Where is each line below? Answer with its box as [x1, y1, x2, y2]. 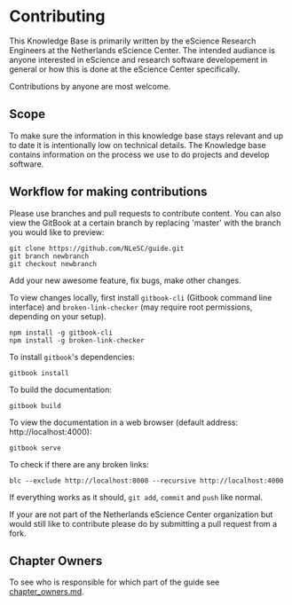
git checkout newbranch [9, 259, 98, 268]
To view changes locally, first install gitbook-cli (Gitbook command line [9, 292, 272, 302]
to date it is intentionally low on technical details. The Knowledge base [9, 139, 266, 150]
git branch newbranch [9, 251, 90, 261]
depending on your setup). [9, 310, 107, 321]
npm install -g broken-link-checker [9, 335, 145, 345]
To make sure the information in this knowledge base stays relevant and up [9, 130, 284, 141]
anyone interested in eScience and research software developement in [9, 54, 268, 65]
